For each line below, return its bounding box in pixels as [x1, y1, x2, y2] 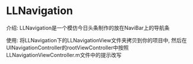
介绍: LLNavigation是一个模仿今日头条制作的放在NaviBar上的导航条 [6, 24, 170, 31]
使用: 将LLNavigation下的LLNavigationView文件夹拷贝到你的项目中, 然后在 [6, 36, 187, 43]
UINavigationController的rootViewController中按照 [6, 44, 129, 51]
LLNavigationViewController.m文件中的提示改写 [6, 51, 122, 58]
